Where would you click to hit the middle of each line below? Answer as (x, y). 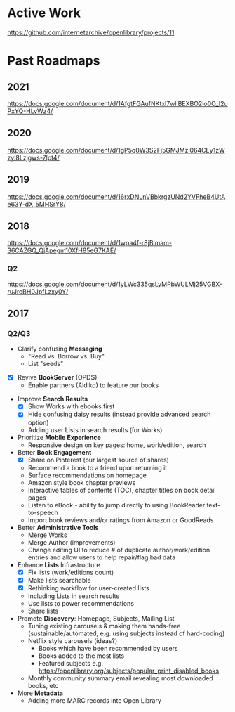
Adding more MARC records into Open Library (94, 700)
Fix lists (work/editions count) (71, 572)
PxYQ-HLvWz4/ (30, 111)
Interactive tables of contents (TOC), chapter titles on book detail (122, 490)
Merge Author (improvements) (72, 542)
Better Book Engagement (54, 452)
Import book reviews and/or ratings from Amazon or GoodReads (121, 520)
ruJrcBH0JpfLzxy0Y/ (38, 291)
